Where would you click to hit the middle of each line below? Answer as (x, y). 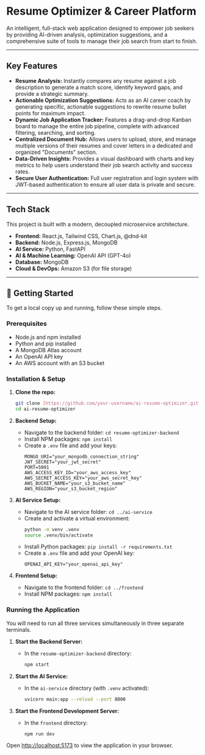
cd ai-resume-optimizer (45, 409)
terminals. (19, 629)
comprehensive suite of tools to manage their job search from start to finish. (102, 41)
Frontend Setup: (36, 576)
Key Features (32, 66)
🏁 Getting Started (40, 293)
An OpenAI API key (39, 356)
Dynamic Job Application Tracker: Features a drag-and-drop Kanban (103, 120)
